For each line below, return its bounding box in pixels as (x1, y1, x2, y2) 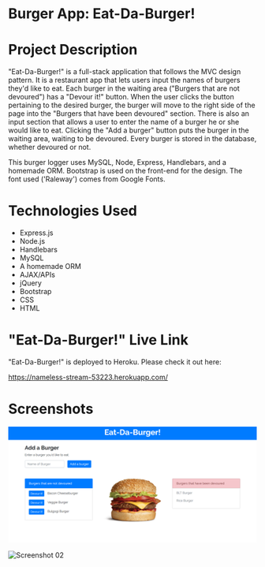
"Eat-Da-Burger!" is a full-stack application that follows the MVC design (8, 67, 241, 76)
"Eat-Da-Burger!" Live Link (8, 331, 189, 349)
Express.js (19, 228, 54, 237)
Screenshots (8, 400, 94, 418)
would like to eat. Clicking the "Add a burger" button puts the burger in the (8, 125, 250, 135)
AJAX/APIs (19, 270, 55, 280)
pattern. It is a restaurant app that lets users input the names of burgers (8, 76, 241, 85)
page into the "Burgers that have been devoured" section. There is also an (8, 109, 250, 118)
